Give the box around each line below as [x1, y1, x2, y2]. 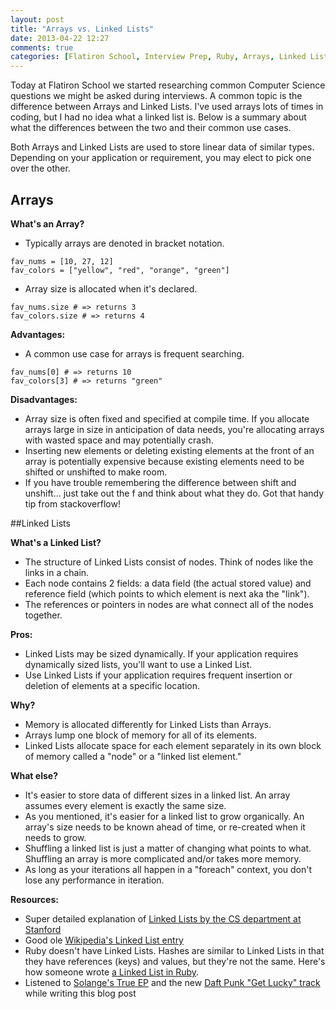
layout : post [10, 14, 65, 25]
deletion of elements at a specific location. [24, 679, 201, 691]
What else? [10, 769, 58, 781]
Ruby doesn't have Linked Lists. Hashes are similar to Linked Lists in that [24, 944, 325, 956]
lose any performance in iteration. [24, 874, 165, 886]
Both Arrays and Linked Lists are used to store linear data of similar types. [10, 141, 315, 153]
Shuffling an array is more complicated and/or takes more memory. [24, 852, 302, 865]
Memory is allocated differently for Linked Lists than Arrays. [24, 718, 272, 730]
